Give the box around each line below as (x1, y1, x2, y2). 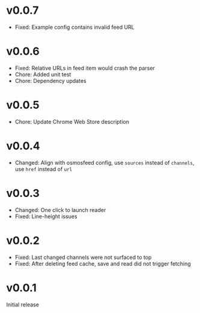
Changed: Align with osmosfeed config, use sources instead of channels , (14, 159, 195, 166)
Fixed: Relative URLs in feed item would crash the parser (14, 64, 155, 71)
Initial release (6, 301, 39, 308)
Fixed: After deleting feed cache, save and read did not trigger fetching (14, 260, 191, 267)
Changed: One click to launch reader (14, 206, 106, 213)
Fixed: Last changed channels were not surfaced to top (14, 254, 152, 261)
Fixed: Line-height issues (14, 213, 77, 220)
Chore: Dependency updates (14, 77, 86, 84)
